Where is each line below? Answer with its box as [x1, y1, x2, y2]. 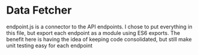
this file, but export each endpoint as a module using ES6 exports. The [6, 29, 181, 36]
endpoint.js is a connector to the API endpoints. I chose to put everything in [6, 23, 193, 30]
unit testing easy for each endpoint [6, 42, 93, 49]
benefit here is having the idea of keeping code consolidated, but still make [6, 35, 192, 43]
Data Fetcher [6, 4, 72, 17]
